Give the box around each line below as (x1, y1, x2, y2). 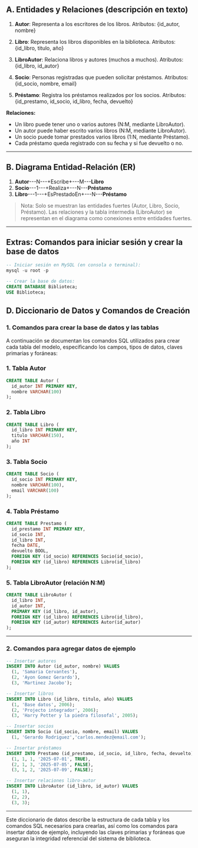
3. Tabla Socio (6, 457, 48, 466)
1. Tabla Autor (6, 364, 47, 372)
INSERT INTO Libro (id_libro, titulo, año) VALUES (6, 696, 133, 702)
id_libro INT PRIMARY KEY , (11, 427, 78, 433)
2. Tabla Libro (6, 408, 46, 417)
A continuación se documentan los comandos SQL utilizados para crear (6, 337, 180, 344)
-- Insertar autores (6, 658, 57, 664)
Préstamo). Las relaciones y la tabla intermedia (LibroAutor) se (20, 208, 173, 215)
